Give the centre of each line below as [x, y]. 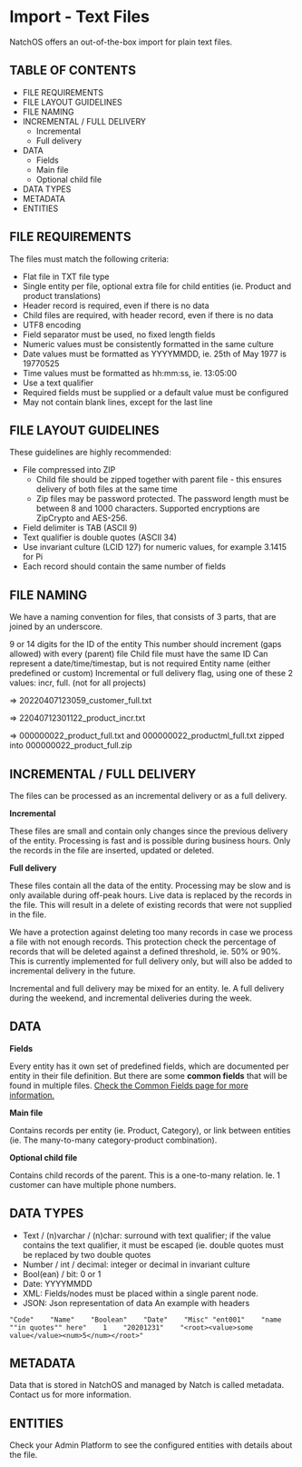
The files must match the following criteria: [89, 259]
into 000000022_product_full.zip [71, 745]
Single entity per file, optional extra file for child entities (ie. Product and [157, 286]
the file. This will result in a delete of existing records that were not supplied [151, 905]
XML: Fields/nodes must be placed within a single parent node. [140, 1293]
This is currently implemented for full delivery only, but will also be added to [151, 961]
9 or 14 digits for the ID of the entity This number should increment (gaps [146, 644]
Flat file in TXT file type [66, 276]
